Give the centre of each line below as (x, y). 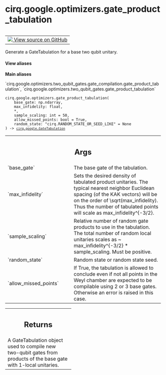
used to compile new (32, 346)
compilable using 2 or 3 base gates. (115, 286)
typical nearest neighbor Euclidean (114, 188)
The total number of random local (113, 233)
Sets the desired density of (105, 176)
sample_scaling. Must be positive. (113, 252)
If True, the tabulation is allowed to (114, 268)
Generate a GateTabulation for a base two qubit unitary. (61, 52)
